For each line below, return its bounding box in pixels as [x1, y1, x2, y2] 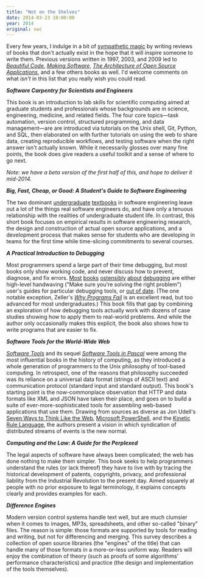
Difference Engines [6, 502, 56, 509]
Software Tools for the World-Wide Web [6, 338, 110, 345]
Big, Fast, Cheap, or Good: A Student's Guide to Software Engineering [6, 187, 187, 194]
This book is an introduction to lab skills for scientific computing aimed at [6, 99, 190, 106]
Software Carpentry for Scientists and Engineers [6, 87, 133, 95]
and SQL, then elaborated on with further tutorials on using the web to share [6, 131, 198, 138]
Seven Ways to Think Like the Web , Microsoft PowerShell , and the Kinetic [6, 415, 191, 422]
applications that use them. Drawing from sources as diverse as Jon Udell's [6, 408, 196, 415]
